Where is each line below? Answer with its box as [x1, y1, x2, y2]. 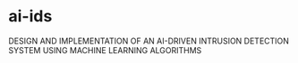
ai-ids [8, 6, 53, 27]
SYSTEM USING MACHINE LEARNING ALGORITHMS [8, 44, 202, 55]
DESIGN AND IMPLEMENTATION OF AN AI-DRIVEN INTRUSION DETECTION [8, 35, 290, 46]
